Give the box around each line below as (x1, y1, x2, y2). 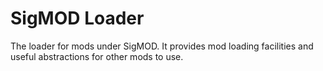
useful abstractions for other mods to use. (10, 50, 184, 62)
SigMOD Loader (10, 7, 145, 30)
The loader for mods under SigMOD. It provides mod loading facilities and (10, 40, 314, 52)
